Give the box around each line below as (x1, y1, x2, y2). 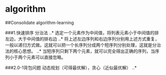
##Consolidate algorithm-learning (5, 20, 74, 25)
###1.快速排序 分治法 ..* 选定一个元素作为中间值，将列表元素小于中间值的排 (5, 29, 159, 35)
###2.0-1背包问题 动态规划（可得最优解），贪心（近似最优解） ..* (5, 65, 137, 71)
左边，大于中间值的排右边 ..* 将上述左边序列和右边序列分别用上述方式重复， (5, 36, 160, 42)
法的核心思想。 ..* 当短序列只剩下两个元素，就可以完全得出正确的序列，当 (5, 48, 155, 54)
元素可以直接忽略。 (26, 54, 66, 60)
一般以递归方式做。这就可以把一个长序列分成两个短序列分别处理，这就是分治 (5, 42, 161, 48)
